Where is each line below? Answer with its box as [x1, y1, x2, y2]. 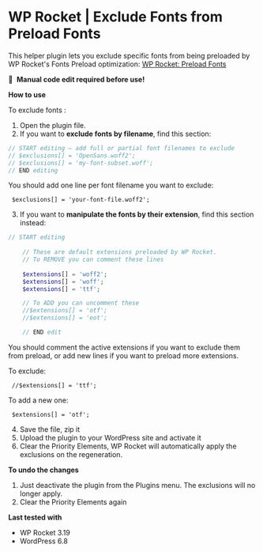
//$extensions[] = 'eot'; [22, 314, 108, 322]
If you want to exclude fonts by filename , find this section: [19, 129, 212, 138]
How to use [8, 89, 46, 99]
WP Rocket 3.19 [19, 527, 71, 537]
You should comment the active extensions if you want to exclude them [8, 342, 241, 352]
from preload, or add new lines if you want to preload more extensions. [8, 350, 239, 360]
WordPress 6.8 [19, 536, 69, 546]
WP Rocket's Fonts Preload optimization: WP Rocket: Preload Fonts [8, 59, 227, 69]
